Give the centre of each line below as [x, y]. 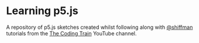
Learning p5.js [42, 11]
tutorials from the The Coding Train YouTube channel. [72, 33]
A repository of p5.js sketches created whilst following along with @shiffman [99, 27]
